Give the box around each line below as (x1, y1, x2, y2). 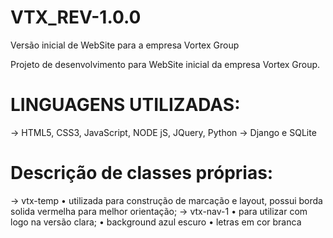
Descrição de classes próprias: (10, 162, 274, 185)
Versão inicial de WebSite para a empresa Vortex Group (10, 39, 240, 51)
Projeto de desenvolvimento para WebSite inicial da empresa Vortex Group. (10, 58, 321, 70)
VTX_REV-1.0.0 (10, 6, 142, 29)
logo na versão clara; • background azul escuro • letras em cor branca (10, 216, 302, 228)
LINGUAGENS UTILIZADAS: (10, 94, 241, 116)
